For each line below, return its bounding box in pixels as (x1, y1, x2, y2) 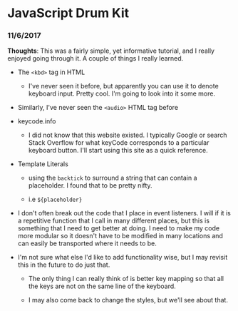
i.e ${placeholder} (28, 195, 83, 204)
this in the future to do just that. (17, 260, 110, 269)
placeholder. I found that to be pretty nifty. (28, 181, 152, 190)
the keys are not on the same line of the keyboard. (28, 282, 176, 290)
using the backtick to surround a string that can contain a (28, 173, 197, 183)
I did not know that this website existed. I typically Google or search (28, 131, 227, 140)
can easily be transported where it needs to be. (17, 239, 157, 248)
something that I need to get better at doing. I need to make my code (17, 224, 219, 233)
